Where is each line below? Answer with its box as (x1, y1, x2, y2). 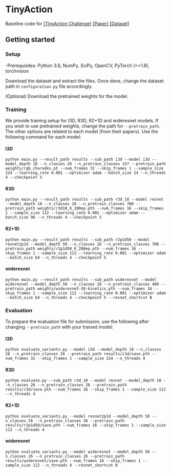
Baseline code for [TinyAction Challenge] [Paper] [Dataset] (5, 20, 130, 27)
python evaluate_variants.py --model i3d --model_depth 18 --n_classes (5, 347, 161, 352)
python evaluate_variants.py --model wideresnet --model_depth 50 (5, 449, 150, 454)
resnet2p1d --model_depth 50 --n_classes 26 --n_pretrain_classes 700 (5, 242, 159, 247)
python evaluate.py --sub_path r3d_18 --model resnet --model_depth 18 (5, 378, 161, 383)
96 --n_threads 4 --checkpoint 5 (30, 215, 102, 220)
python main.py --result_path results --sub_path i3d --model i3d (5, 157, 150, 162)
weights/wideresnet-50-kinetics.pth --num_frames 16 (37, 286, 153, 291)
